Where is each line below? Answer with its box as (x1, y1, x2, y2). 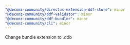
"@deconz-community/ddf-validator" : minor (5, 12, 93, 17)
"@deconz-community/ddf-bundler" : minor (5, 16, 89, 21)
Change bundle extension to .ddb (5, 34, 72, 40)
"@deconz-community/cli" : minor (5, 21, 71, 26)
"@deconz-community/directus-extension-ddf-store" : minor (5, 7, 125, 12)
